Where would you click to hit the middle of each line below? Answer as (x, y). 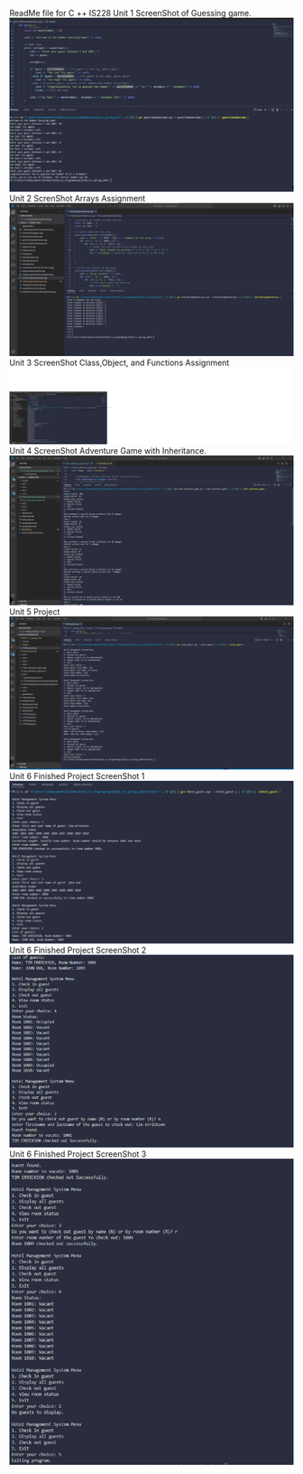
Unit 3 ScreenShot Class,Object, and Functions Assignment (119, 363)
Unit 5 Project (35, 612)
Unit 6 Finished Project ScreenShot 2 (78, 950)
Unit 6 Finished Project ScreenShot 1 (77, 776)
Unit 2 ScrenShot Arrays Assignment (78, 198)
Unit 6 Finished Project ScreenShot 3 (78, 1154)
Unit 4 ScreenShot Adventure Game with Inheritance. (108, 451)
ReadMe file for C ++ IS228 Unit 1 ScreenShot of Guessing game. (131, 13)
